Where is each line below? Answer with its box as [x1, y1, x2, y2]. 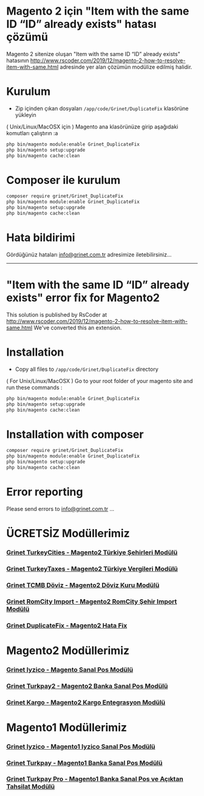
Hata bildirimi [6, 231, 75, 245]
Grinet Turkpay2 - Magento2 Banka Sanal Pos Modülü [6, 682, 168, 690]
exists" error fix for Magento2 [6, 291, 160, 305]
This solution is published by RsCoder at [6, 311, 107, 318]
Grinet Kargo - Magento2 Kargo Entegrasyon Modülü [6, 698, 166, 706]
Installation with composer [6, 428, 144, 441]
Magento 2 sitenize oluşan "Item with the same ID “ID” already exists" [6, 50, 180, 57]
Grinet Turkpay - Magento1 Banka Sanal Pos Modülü [6, 758, 163, 767]
